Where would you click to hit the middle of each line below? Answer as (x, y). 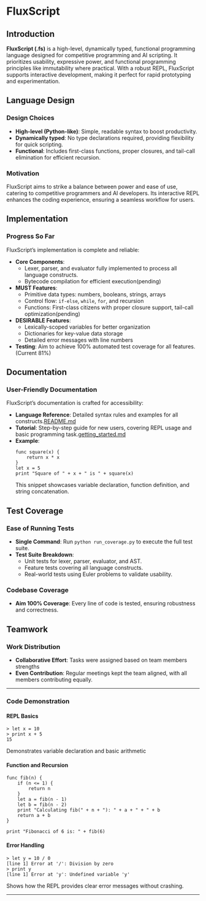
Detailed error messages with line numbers (79, 340)
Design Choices (30, 118)
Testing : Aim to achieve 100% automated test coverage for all (93, 346)
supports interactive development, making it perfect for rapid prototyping (99, 75)
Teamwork (27, 629)
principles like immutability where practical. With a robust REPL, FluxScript (100, 68)
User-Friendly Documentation (52, 389)
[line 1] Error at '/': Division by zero (60, 864)
